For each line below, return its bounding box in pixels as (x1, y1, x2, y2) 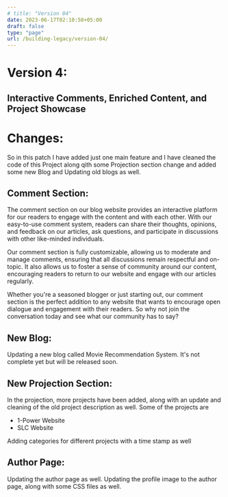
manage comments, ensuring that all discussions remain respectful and (7, 255, 209, 264)
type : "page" (7, 29, 45, 36)
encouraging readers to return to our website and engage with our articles (7, 270, 216, 278)
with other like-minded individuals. (7, 234, 105, 243)
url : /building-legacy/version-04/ (7, 36, 109, 43)
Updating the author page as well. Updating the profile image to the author (7, 474, 218, 483)
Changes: (7, 130, 64, 146)
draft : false (7, 23, 45, 29)
